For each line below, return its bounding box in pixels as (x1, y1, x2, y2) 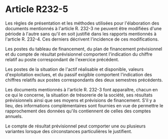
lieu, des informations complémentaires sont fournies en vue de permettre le (5, 102, 164, 108)
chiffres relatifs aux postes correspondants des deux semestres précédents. (5, 77, 163, 83)
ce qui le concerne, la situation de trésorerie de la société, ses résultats (5, 92, 153, 98)
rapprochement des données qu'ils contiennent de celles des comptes (5, 108, 151, 114)
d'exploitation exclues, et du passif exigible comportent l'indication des (5, 71, 152, 77)
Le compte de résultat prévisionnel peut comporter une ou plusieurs (5, 123, 146, 129)
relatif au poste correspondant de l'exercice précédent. (5, 56, 119, 62)
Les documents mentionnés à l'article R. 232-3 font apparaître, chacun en (5, 86, 158, 92)
